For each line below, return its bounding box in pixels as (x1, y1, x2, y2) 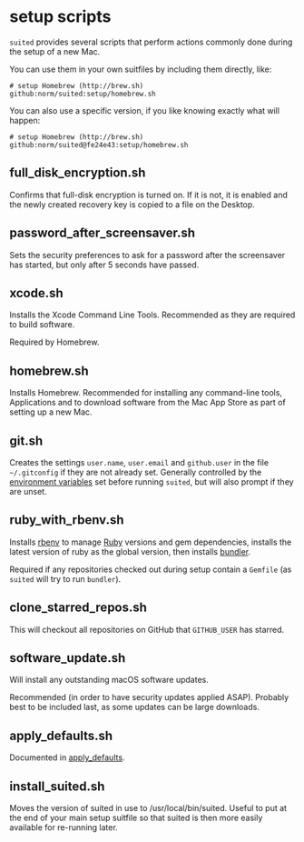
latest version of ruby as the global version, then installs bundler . (9, 546, 251, 556)
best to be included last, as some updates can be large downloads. (9, 702, 260, 713)
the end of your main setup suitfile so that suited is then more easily (9, 812, 263, 824)
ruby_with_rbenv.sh (9, 512, 124, 528)
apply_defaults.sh (9, 727, 113, 743)
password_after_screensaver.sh (9, 226, 196, 241)
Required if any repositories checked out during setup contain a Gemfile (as (9, 564, 292, 575)
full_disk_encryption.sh (9, 165, 146, 181)
